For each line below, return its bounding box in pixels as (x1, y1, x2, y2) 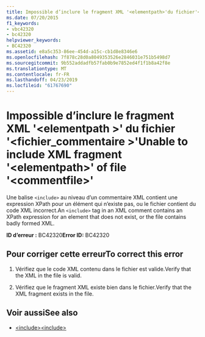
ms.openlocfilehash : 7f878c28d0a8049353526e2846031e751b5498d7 (6, 54, 171, 60)
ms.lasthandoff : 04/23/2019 (6, 77, 78, 83)
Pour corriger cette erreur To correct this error (6, 249, 184, 260)
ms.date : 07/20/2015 (6, 15, 59, 21)
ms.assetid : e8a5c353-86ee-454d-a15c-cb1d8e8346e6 (6, 49, 138, 55)
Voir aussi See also (6, 308, 78, 318)
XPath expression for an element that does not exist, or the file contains (6, 213, 187, 220)
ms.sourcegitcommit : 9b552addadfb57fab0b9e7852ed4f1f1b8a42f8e (6, 60, 171, 66)
